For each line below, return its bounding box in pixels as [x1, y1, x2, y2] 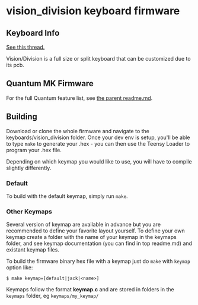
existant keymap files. [6, 246, 59, 253]
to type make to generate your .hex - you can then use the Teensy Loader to [6, 140, 190, 147]
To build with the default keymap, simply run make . [6, 192, 129, 200]
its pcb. [6, 61, 25, 68]
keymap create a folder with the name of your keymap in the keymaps [6, 234, 177, 241]
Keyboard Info [6, 28, 60, 38]
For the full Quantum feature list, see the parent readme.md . [6, 94, 153, 102]
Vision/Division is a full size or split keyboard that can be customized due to [6, 55, 191, 62]
